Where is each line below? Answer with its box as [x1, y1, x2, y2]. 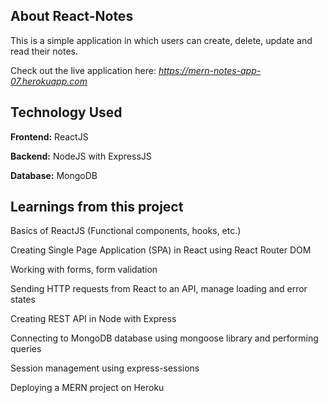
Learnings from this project [10, 199, 184, 216]
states [10, 294, 36, 306]
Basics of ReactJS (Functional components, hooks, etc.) [10, 225, 242, 237]
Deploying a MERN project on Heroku [10, 382, 165, 394]
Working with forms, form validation [10, 264, 158, 276]
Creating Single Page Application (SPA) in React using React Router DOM [10, 244, 312, 256]
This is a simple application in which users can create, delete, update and [10, 34, 313, 46]
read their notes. [10, 45, 79, 57]
